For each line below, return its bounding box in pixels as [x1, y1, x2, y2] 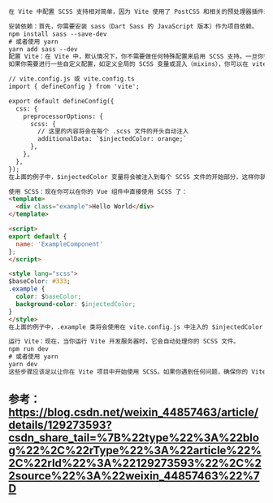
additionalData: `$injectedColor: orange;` [37, 135, 187, 143]
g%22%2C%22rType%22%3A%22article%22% [8, 444, 262, 457]
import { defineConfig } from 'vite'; [8, 82, 140, 90]
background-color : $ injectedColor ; [15, 300, 136, 308]
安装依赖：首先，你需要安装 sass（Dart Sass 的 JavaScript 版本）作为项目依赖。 [8, 22, 258, 30]
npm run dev [8, 345, 49, 353]
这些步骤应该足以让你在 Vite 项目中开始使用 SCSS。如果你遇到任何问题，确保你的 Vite [8, 367, 266, 376]
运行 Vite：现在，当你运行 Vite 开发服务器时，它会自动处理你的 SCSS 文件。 [8, 338, 240, 346]
